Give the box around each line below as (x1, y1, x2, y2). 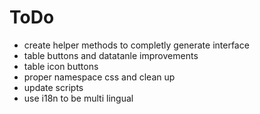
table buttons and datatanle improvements (23, 49, 199, 61)
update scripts (23, 81, 84, 93)
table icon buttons (23, 60, 99, 72)
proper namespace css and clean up (23, 71, 176, 83)
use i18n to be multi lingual (23, 92, 134, 104)
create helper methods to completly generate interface (23, 39, 250, 51)
